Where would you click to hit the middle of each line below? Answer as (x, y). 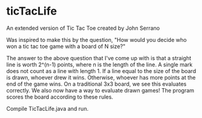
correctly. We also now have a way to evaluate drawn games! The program (100, 90)
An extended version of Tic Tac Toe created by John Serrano (83, 28)
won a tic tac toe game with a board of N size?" (66, 46)
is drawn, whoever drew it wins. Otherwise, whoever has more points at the (101, 77)
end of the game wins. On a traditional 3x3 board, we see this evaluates (96, 84)
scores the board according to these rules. (60, 97)
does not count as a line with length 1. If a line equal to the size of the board (101, 71)
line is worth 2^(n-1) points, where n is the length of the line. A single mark (99, 64)
